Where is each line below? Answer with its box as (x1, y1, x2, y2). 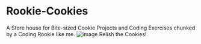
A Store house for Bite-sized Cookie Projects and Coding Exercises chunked (6, 24, 196, 31)
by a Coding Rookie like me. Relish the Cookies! (6, 30, 147, 37)
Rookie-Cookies (6, 4, 88, 18)
